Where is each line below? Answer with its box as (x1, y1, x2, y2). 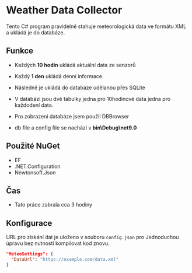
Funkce (6, 46, 34, 56)
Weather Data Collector (6, 3, 123, 17)
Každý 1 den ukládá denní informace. (14, 72, 104, 79)
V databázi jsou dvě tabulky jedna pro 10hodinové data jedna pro (14, 95, 171, 102)
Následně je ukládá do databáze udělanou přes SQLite (14, 84, 146, 91)
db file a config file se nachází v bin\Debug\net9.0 (14, 124, 137, 131)
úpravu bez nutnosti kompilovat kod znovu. (6, 240, 110, 247)
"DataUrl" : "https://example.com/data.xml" (11, 257, 118, 262)
